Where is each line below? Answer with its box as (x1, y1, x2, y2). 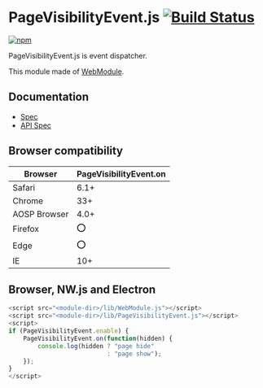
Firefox (12, 224, 39, 235)
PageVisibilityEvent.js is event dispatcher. (8, 50, 148, 60)
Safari (12, 181, 35, 193)
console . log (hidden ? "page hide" (37, 342, 155, 350)
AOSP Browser (12, 208, 69, 220)
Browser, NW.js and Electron (8, 282, 156, 296)
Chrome (12, 195, 43, 207)
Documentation (8, 90, 90, 104)
